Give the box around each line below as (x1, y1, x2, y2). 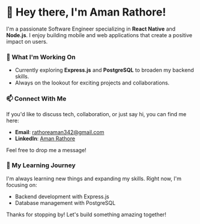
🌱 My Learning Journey (6, 161, 76, 169)
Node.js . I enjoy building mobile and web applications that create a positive (6, 31, 193, 38)
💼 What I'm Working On (6, 53, 76, 61)
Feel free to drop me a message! (6, 146, 87, 153)
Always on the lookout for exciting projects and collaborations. (14, 79, 170, 86)
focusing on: (6, 181, 37, 188)
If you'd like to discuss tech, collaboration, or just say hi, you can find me (6, 110, 187, 117)
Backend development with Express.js (14, 193, 109, 200)
